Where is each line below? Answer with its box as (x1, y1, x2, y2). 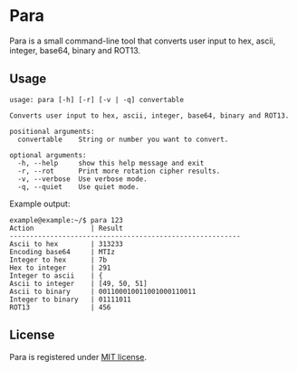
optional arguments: (9, 150, 88, 159)
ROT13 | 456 (9, 302, 111, 312)
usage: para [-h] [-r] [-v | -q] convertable (9, 95, 184, 104)
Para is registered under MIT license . (9, 351, 148, 362)
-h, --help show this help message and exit (17, 158, 205, 167)
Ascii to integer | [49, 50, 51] (9, 279, 148, 288)
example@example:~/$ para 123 (9, 215, 124, 224)
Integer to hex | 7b (9, 255, 107, 264)
